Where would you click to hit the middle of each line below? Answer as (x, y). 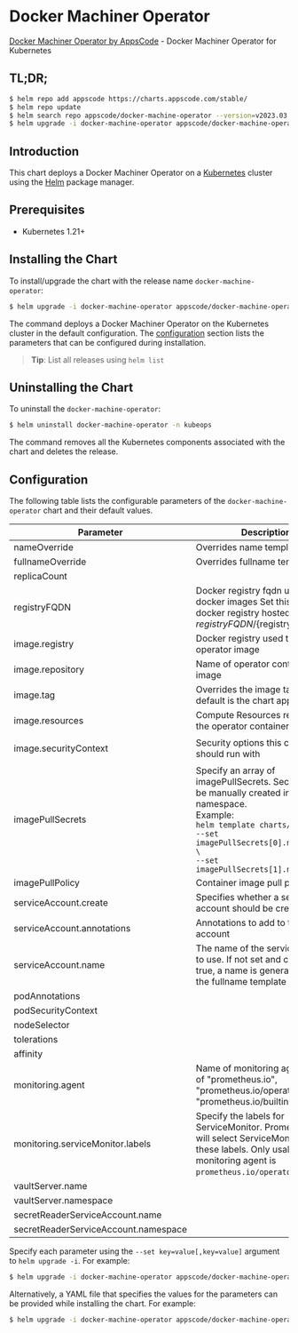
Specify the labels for (240, 1116)
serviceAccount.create (61, 903)
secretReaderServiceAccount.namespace (101, 1230)
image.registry (44, 644)
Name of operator (233, 664)
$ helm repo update (45, 107)
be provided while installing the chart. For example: (103, 1303)
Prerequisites (47, 210)
